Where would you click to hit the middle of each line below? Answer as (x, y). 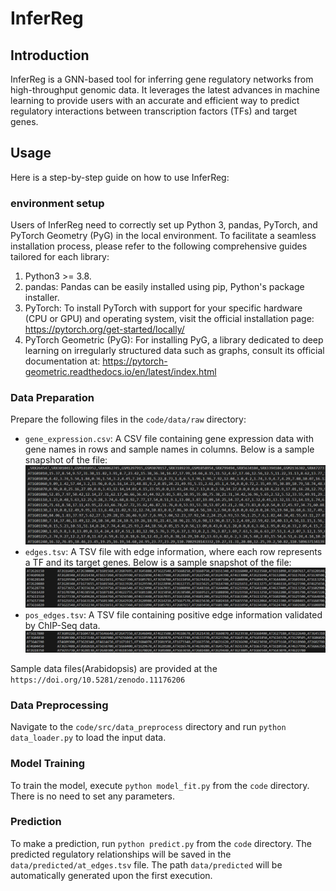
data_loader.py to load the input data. (88, 738)
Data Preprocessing (59, 705)
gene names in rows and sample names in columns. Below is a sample (169, 449)
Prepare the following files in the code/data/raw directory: (128, 419)
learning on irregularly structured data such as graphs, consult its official (174, 351)
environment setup (57, 203)
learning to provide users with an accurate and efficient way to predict (155, 100)
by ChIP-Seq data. (62, 625)
